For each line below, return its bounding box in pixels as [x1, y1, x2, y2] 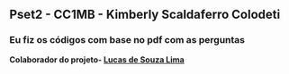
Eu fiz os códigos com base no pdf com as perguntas [9, 34, 246, 46]
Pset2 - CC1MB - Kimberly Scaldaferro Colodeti [9, 7, 281, 22]
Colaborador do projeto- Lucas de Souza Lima [9, 53, 185, 65]
